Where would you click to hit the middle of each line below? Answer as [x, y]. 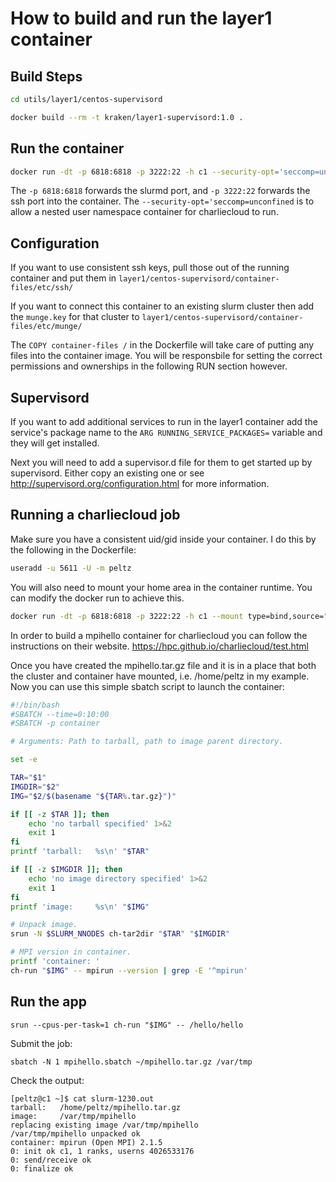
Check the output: [47, 1080]
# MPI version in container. [71, 952]
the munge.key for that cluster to [75, 317]
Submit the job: [41, 1043]
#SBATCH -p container [55, 723]
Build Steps [46, 76]
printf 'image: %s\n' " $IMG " [80, 907]
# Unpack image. [44, 925]
